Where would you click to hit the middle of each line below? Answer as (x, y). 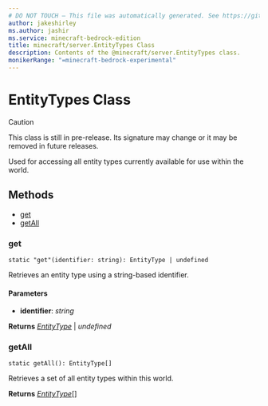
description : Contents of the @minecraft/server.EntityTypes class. (124, 53)
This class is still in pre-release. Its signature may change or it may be (123, 137)
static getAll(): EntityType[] (60, 364)
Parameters (28, 293)
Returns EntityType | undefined (60, 326)
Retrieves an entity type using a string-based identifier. (99, 275)
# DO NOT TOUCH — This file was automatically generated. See (114, 16)
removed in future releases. (53, 145)
